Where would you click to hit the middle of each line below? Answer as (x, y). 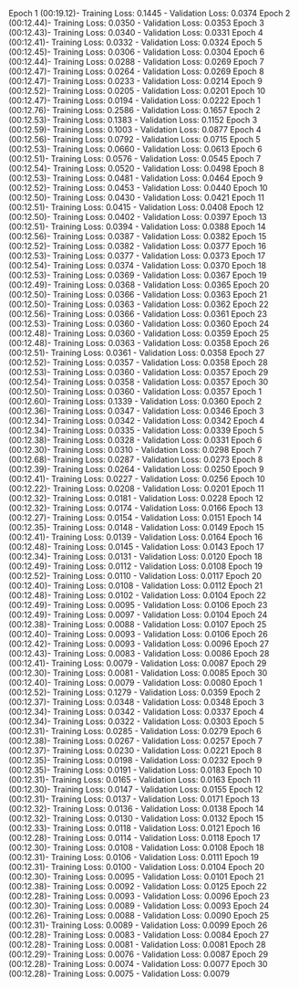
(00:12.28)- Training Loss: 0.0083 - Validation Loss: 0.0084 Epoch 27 (139, 935)
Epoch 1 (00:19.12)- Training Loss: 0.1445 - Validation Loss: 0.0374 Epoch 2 (149, 13)
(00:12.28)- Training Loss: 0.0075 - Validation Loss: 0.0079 (119, 973)
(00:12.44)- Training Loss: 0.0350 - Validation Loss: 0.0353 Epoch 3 (137, 23)
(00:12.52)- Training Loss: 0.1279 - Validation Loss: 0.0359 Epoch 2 (135, 692)
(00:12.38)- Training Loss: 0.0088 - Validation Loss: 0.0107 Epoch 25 (138, 624)
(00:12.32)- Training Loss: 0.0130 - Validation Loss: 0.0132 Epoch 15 (136, 818)
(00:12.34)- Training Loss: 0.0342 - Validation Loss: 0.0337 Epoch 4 (137, 712)
